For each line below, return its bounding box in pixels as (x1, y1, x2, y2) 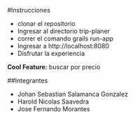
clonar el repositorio (17, 20, 76, 27)
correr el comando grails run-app (17, 34, 114, 43)
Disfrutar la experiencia (17, 49, 85, 57)
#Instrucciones (7, 6, 51, 14)
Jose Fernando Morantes (17, 105, 90, 113)
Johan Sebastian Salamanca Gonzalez (17, 90, 128, 98)
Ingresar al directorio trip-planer (17, 27, 111, 35)
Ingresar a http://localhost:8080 (17, 42, 110, 50)
